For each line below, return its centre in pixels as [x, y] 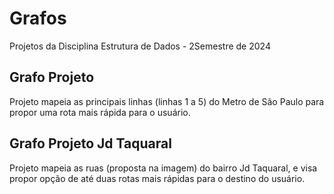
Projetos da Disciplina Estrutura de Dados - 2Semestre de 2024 [140, 46]
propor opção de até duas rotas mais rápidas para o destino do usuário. [157, 178]
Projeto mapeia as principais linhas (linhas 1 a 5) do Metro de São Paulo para [167, 101]
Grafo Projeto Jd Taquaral [90, 143]
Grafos [38, 18]
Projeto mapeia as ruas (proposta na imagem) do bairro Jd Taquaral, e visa [163, 168]
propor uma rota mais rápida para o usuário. [100, 112]
